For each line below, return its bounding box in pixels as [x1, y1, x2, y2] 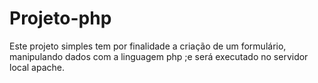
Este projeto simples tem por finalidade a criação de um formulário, [9, 40, 287, 52]
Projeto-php [9, 7, 112, 30]
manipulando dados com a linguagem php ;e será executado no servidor [9, 50, 309, 62]
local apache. [9, 61, 66, 73]
